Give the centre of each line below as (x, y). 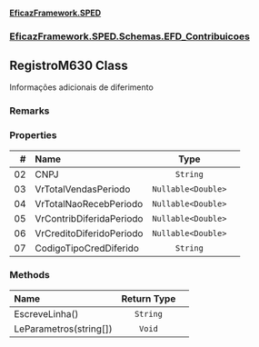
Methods (30, 275)
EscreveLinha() (46, 313)
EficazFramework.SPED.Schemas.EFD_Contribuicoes (129, 36)
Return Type (149, 298)
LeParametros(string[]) (63, 329)
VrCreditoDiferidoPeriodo (89, 233)
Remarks (30, 111)
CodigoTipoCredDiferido (87, 248)
